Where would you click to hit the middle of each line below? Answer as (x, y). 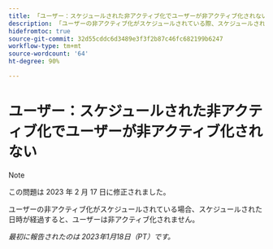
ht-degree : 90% (34, 62)
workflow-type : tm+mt (45, 46)
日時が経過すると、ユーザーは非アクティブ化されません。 (104, 219)
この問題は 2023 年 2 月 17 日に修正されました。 (89, 191)
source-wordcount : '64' (49, 54)
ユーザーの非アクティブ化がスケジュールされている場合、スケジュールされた (135, 209)
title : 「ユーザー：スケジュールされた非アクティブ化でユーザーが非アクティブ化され (132, 16)
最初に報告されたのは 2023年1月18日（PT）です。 (92, 236)
